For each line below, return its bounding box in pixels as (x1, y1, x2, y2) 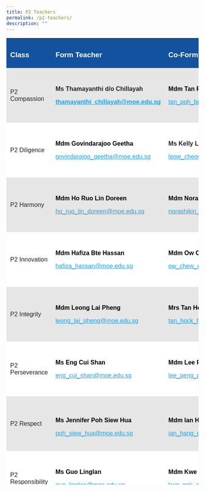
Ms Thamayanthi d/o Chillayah (55, 85, 143, 92)
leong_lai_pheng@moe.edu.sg (55, 317, 139, 324)
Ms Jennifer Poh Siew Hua (55, 416, 132, 424)
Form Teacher (55, 50, 103, 59)
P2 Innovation (10, 255, 48, 263)
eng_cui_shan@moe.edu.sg (55, 372, 132, 379)
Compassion (10, 95, 45, 102)
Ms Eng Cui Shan (55, 359, 106, 366)
